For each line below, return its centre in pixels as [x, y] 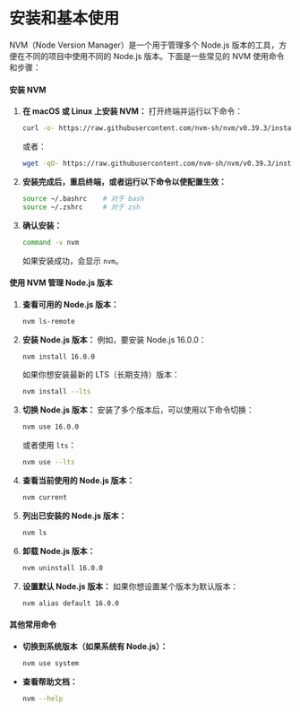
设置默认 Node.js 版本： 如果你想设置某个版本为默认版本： [130, 586]
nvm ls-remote [48, 321]
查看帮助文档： [50, 682]
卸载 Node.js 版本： [59, 551]
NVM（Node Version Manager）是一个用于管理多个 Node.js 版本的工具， [144, 45]
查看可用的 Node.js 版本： [70, 304]
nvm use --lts [48, 463]
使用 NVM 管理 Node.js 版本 [61, 282]
